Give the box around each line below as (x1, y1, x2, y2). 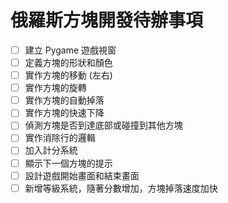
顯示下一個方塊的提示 (24, 157, 113, 169)
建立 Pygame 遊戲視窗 (24, 44, 117, 56)
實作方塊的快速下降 (24, 107, 105, 119)
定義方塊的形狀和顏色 (24, 57, 113, 68)
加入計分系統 (24, 144, 78, 156)
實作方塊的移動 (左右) (24, 69, 113, 81)
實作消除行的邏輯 (24, 132, 96, 144)
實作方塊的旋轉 (24, 82, 87, 94)
